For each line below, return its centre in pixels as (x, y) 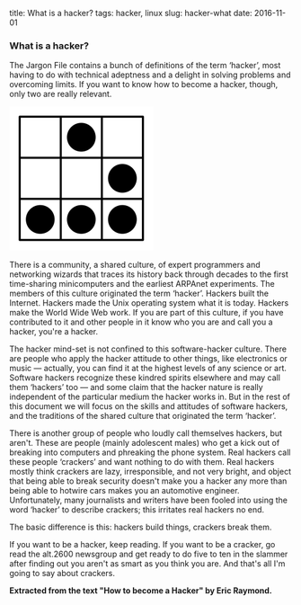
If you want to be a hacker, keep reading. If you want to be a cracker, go (142, 545)
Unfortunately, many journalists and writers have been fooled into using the (149, 500)
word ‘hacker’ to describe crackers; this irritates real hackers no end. (137, 510)
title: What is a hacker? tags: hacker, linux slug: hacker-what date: (131, 13)
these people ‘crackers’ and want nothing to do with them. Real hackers (142, 462)
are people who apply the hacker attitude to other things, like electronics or (148, 359)
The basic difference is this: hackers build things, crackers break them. (141, 527)
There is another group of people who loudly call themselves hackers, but (146, 433)
